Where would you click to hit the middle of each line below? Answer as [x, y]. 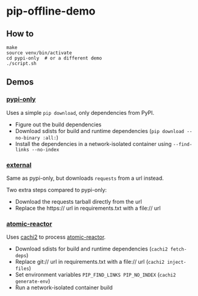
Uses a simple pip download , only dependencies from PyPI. [80, 112]
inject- [177, 263]
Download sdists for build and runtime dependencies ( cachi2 [91, 249]
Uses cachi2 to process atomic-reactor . [56, 237]
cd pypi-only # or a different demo [54, 58]
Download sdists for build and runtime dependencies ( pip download [100, 131]
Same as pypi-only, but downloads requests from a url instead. [85, 178]
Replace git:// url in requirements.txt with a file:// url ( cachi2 [90, 262]
